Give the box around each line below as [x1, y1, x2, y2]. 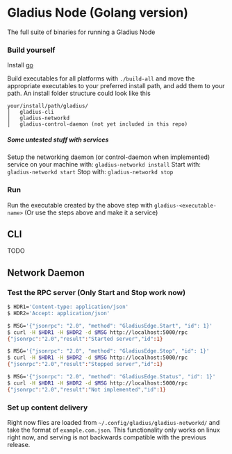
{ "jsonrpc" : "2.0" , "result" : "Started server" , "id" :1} [7, 335, 163, 342]
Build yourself [7, 45, 56, 55]
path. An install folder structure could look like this [7, 89, 151, 98]
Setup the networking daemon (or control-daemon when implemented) [7, 153, 210, 161]
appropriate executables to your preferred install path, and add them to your [7, 82, 225, 90]
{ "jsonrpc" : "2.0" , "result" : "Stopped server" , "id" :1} [7, 361, 163, 368]
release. [7, 440, 31, 448]
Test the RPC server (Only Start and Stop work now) [7, 287, 186, 297]
